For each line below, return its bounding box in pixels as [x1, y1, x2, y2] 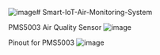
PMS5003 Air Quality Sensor [8, 23, 102, 31]
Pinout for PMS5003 [8, 38, 75, 47]
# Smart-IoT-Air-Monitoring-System [36, 8, 153, 16]
